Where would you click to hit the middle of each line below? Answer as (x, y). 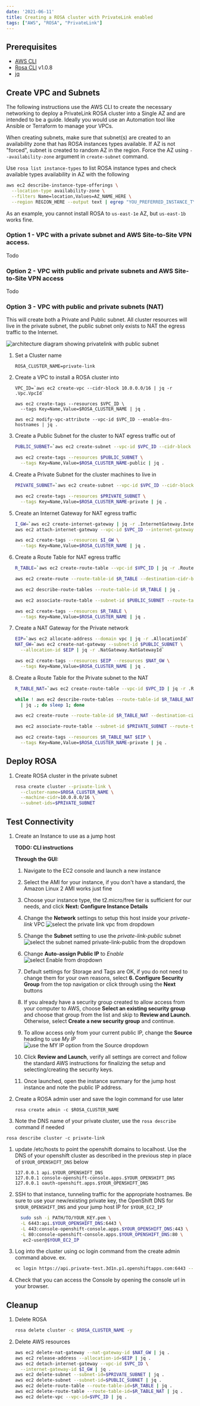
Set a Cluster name (38, 356)
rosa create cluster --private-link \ (63, 786)
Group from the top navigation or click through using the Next (100, 984)
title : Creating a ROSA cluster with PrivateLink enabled (79, 17)
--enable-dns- (155, 420)
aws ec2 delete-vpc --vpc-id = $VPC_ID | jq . (71, 1397)
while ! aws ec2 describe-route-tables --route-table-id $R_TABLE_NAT (104, 699)
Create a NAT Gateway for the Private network (72, 628)
